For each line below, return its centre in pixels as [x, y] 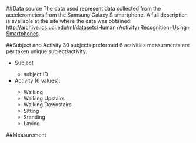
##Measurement [26, 135]
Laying [31, 123]
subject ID [36, 74]
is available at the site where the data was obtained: [69, 21]
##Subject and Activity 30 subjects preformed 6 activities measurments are [98, 45]
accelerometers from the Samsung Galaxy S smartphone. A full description [97, 15]
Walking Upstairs [44, 98]
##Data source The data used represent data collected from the [84, 9]
